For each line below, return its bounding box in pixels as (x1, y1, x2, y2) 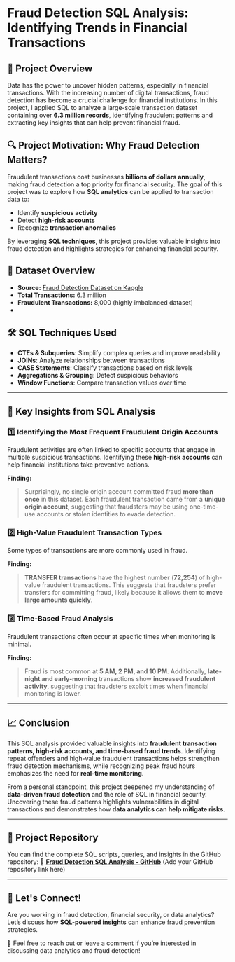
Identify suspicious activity (17, 208, 98, 217)
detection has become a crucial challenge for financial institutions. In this (7, 96, 218, 104)
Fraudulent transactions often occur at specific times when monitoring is (7, 632, 217, 640)
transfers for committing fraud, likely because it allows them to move (24, 589, 224, 597)
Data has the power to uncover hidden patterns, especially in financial (7, 81, 209, 89)
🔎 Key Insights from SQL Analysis (7, 405, 156, 418)
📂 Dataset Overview (7, 265, 96, 277)
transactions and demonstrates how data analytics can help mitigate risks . (7, 804, 225, 813)
